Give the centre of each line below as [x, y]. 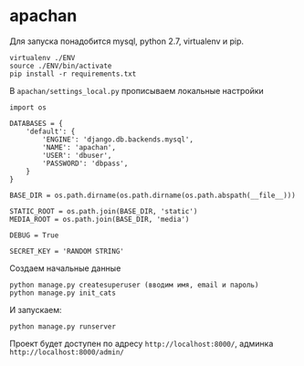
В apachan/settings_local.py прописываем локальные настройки [137, 90]
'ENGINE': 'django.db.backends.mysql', [118, 139]
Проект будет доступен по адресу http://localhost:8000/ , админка [142, 343]
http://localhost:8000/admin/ [67, 352]
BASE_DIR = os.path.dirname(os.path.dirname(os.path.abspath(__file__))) [153, 195]
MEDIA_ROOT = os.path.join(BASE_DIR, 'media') [100, 219]
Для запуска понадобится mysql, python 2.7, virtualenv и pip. [127, 41]
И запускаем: [36, 309]
